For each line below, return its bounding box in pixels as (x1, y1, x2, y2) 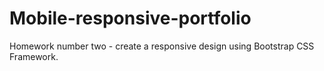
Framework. (9, 50, 59, 62)
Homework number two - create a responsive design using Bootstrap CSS (9, 40, 315, 52)
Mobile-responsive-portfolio (9, 7, 252, 30)
